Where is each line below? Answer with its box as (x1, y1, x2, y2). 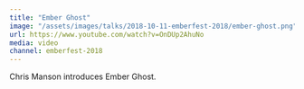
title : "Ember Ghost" (9, 13, 91, 22)
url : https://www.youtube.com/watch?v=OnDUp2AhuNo (9, 30, 204, 39)
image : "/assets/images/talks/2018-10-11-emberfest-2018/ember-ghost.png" (9, 22, 298, 31)
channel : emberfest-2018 (9, 47, 103, 56)
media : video (9, 38, 59, 48)
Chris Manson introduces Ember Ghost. (9, 71, 157, 82)
